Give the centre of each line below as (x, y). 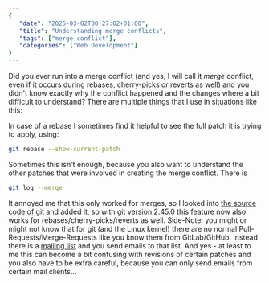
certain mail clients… (43, 271)
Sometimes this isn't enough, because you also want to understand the (126, 164)
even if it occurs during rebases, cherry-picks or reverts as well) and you (129, 84)
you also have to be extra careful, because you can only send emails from (130, 263)
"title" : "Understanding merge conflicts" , (93, 31)
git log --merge (35, 187)
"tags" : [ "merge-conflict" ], (67, 38)
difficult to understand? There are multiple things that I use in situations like (133, 102)
